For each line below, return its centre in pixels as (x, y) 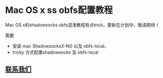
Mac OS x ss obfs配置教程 (59, 10)
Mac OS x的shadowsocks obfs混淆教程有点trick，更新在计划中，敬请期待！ (82, 25)
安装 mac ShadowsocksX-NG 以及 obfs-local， (61, 46)
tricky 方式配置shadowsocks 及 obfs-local (55, 52)
